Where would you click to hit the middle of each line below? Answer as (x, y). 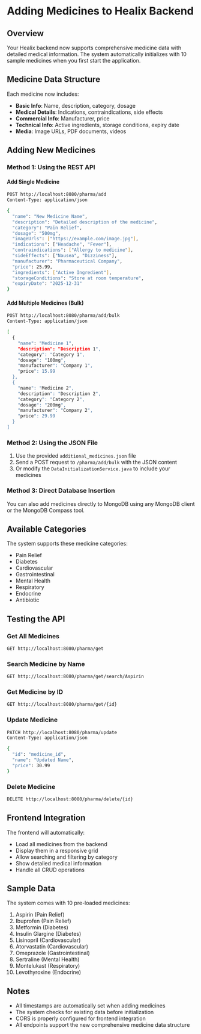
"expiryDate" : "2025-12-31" (47, 284)
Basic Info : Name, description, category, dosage (76, 105)
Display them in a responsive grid (57, 850)
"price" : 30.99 (31, 765)
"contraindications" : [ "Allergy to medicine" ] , (73, 250)
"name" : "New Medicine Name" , (50, 216)
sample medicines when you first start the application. (74, 61)
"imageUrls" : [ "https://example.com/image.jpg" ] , (75, 239)
